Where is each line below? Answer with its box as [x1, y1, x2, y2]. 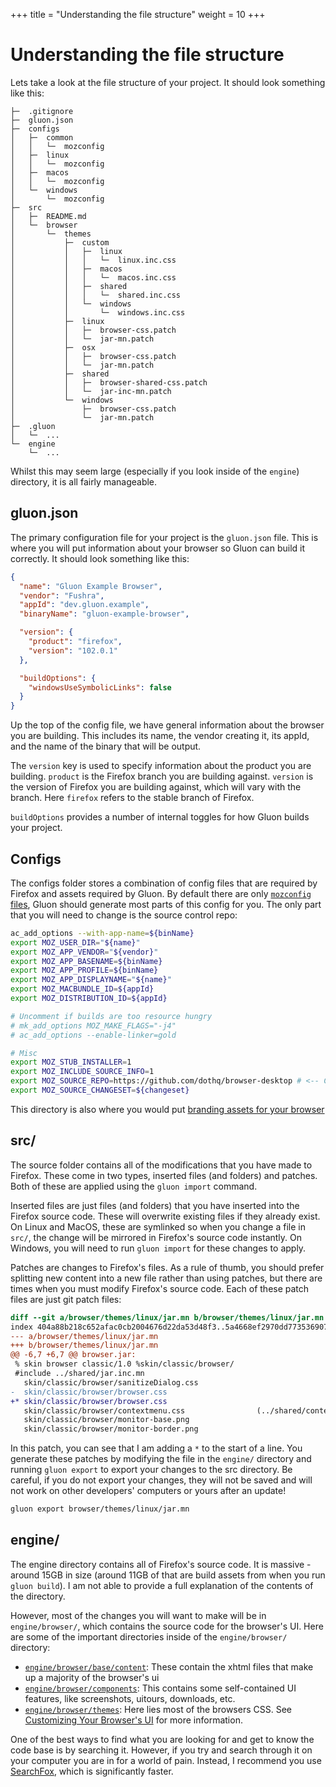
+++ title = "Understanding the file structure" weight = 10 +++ [10, 9, 266, 20]
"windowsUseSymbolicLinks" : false [28, 682, 172, 693]
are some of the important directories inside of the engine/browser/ [10, 1630, 288, 1643]
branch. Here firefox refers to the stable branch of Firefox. [10, 792, 255, 804]
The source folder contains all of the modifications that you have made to [10, 1159, 313, 1171]
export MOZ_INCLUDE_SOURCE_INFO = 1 [10, 1067, 155, 1077]
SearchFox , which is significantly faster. [10, 1765, 174, 1777]
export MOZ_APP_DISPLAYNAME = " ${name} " [10, 975, 172, 985]
